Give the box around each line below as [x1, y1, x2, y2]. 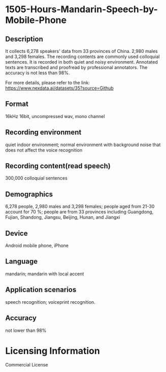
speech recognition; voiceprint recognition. [5, 299, 95, 305]
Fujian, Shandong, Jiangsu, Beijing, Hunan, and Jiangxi [5, 214, 120, 220]
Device [5, 229, 28, 238]
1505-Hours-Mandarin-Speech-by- [5, 4, 158, 15]
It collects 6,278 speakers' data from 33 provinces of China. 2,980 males [5, 48, 158, 54]
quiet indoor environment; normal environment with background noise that [5, 141, 161, 148]
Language [5, 257, 38, 266]
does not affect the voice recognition [5, 147, 83, 153]
